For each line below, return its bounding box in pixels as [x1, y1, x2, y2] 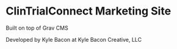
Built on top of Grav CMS [5, 24, 68, 31]
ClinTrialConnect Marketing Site [5, 4, 172, 18]
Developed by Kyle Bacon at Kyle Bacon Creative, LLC [5, 36, 142, 43]
